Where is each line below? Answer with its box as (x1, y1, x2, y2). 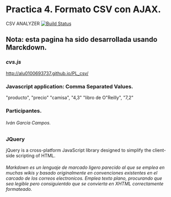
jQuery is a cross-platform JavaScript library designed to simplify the (6, 147, 152, 154)
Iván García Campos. (6, 120, 51, 126)
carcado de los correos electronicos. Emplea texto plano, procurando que (6, 175, 162, 182)
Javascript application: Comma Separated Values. (6, 83, 134, 90)
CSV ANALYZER (6, 20, 40, 27)
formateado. (6, 186, 32, 192)
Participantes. (6, 107, 42, 114)
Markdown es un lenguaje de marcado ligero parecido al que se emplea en (6, 164, 165, 170)
